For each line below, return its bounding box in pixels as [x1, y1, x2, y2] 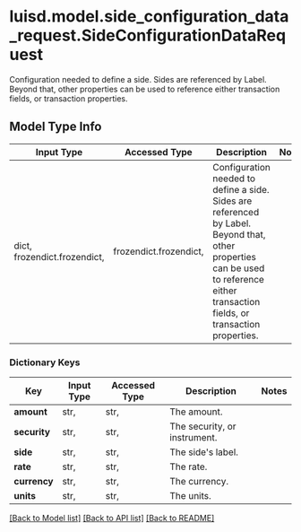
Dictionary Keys [9, 356, 81, 369]
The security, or [169, 420, 236, 432]
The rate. [169, 460, 208, 473]
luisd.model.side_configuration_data [9, 6, 289, 27]
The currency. [169, 475, 229, 488]
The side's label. [169, 446, 239, 458]
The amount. [169, 406, 223, 418]
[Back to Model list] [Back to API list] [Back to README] [9, 513, 215, 524]
